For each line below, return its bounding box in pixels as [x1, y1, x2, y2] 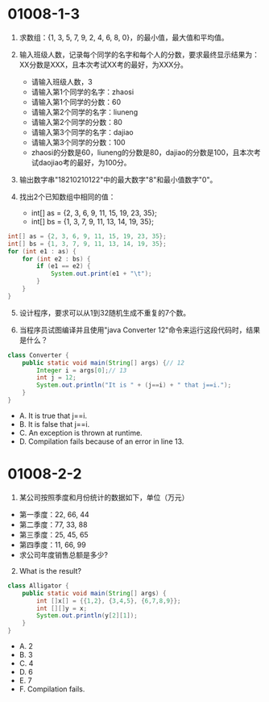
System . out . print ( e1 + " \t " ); [50, 270, 152, 278]
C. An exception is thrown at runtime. [19, 428, 143, 437]
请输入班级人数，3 [31, 77, 93, 86]
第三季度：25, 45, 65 [19, 529, 89, 539]
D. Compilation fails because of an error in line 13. [19, 437, 184, 446]
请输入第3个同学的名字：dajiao [31, 127, 134, 137]
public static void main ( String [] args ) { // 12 [22, 358, 184, 367]
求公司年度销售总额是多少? [19, 549, 108, 559]
